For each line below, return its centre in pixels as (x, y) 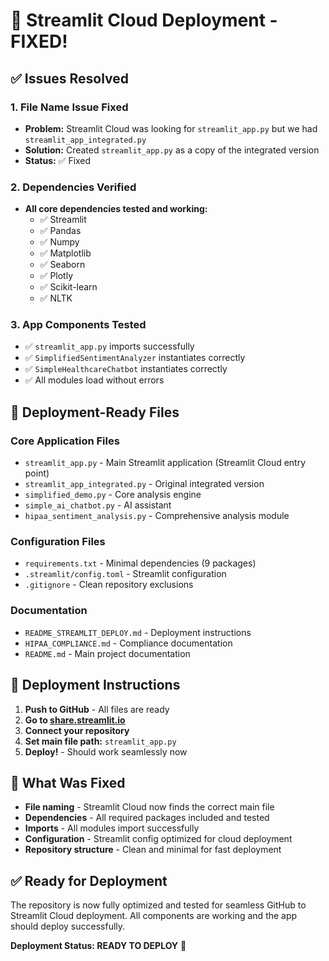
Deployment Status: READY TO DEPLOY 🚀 (98, 946)
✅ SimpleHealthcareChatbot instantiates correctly (126, 369)
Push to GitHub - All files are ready (97, 709)
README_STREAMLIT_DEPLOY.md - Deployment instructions (138, 632)
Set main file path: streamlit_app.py (100, 741)
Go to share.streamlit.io (75, 720)
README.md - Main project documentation (107, 653)
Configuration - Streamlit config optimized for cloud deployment (158, 839)
